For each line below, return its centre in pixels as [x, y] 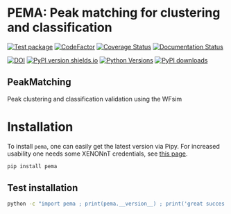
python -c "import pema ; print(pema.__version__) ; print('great [105, 204]
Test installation [43, 188]
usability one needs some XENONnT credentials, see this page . [97, 154]
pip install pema [32, 166]
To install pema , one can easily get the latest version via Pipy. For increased [113, 146]
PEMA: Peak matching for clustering [114, 13]
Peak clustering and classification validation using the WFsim [95, 99]
